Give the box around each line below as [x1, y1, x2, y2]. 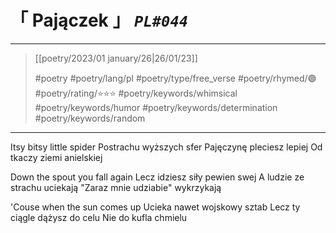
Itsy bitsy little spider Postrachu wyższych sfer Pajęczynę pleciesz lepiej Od [10, 141, 323, 153]
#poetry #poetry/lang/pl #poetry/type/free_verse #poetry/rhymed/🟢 [34, 72, 317, 84]
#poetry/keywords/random [34, 112, 146, 124]
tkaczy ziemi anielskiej [10, 151, 103, 163]
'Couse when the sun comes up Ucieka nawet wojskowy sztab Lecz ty [10, 201, 301, 213]
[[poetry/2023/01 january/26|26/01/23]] [34, 52, 198, 64]
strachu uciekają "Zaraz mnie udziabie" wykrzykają [10, 181, 222, 193]
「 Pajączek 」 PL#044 [10, 9, 189, 32]
